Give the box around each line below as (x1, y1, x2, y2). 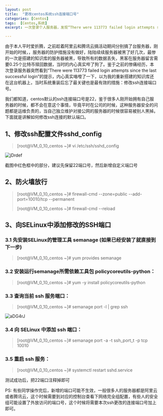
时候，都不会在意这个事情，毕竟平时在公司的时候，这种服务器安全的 (17, 102, 154, 108)
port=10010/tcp (16, 196, 48, 202)
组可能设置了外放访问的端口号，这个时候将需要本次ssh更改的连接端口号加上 (5, 400, 157, 405)
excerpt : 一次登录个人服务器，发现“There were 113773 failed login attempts (5, 25, 155, 30)
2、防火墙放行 (5, 178, 48, 186)
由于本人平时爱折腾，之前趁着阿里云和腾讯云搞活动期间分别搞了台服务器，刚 (5, 43, 158, 49)
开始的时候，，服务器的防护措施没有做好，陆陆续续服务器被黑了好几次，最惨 (5, 49, 156, 55)
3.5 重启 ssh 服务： (5, 356, 50, 363)
